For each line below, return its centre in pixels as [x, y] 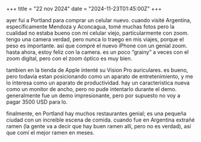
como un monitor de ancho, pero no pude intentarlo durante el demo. [92, 89]
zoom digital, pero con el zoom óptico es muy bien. [69, 58]
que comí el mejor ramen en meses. [50, 132]
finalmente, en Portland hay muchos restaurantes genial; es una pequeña [96, 114]
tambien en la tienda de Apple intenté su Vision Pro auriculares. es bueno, [97, 70]
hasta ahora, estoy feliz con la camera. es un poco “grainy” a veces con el [98, 52]
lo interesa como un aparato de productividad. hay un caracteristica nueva [98, 83]
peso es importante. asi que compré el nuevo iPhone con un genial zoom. [97, 46]
